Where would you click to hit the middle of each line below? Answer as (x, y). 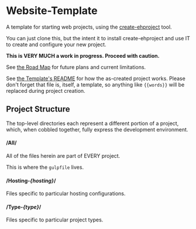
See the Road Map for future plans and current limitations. (76, 67)
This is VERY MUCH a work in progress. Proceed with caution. (83, 55)
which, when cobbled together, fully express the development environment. (97, 129)
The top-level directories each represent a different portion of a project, (92, 123)
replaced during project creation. (46, 91)
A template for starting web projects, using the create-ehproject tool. (89, 27)
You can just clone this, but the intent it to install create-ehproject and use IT (98, 38)
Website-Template (52, 11)
